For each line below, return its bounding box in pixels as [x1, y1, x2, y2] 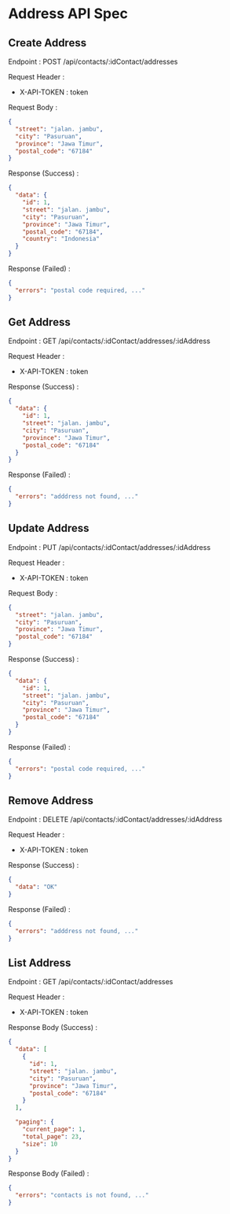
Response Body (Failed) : [8, 1169, 89, 1179]
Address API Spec [8, 5, 128, 23]
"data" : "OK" [15, 883, 58, 891]
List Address [8, 956, 71, 969]
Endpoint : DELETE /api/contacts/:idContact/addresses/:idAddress [8, 815, 222, 825]
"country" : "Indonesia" [22, 235, 100, 243]
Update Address [8, 522, 89, 535]
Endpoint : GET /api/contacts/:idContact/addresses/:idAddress [8, 336, 210, 346]
